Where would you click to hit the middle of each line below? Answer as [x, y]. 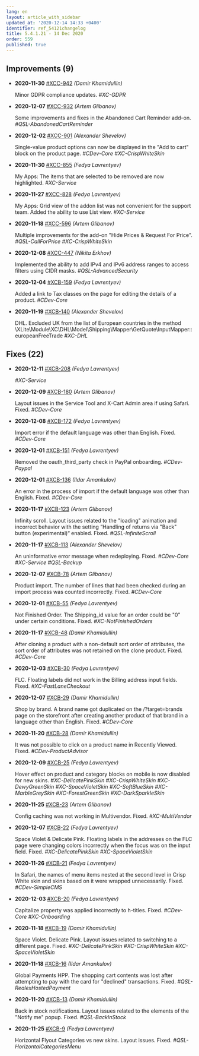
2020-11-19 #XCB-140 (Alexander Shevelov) [69, 311]
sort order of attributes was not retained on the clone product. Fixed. [98, 650]
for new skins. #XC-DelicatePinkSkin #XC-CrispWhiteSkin [85, 780]
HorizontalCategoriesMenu [48, 1046]
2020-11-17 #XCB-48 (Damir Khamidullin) [66, 633]
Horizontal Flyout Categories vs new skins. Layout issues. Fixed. [93, 1040]
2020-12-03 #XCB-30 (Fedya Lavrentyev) [67, 668]
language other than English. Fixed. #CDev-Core [74, 722]
